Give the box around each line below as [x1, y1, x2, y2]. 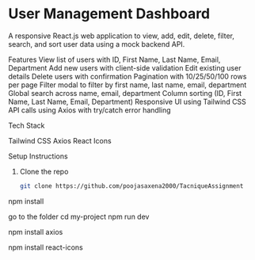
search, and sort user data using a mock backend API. [8, 39, 185, 48]
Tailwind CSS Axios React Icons [8, 136, 112, 145]
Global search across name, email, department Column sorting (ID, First [8, 88, 242, 97]
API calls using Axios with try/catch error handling [8, 105, 172, 115]
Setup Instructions [8, 151, 69, 161]
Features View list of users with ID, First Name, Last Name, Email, [8, 55, 221, 64]
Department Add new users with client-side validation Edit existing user [8, 63, 242, 72]
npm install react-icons [8, 243, 83, 252]
